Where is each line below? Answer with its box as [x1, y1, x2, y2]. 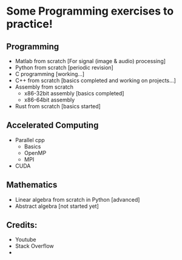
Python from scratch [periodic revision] [15, 64, 113, 71]
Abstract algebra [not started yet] [15, 202, 99, 210]
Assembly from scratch [15, 83, 74, 91]
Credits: [6, 220, 38, 230]
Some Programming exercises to [6, 4, 174, 18]
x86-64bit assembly [24, 96, 75, 103]
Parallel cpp [15, 136, 45, 143]
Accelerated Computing [6, 120, 99, 131]
